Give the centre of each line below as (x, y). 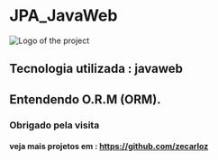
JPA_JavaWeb (64, 16)
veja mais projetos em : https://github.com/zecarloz (109, 147)
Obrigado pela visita (54, 125)
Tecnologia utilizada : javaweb (96, 69)
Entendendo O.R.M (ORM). (85, 99)
